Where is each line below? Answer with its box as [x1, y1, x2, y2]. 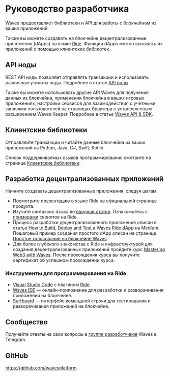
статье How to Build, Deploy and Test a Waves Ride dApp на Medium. [12, 225, 160, 231]
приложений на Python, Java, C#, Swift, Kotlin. [5, 144, 105, 150]
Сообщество [5, 318, 48, 327]
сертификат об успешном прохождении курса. [12, 257, 115, 263]
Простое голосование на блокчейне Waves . [12, 236, 108, 242]
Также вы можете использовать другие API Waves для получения [5, 89, 149, 96]
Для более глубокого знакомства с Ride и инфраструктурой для [12, 241, 153, 247]
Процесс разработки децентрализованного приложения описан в [12, 220, 157, 226]
